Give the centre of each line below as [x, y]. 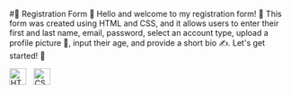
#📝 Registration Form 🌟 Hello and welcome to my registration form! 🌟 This [145, 14]
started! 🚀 [27, 56]
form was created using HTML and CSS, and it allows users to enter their [144, 23]
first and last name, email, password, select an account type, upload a [139, 33]
